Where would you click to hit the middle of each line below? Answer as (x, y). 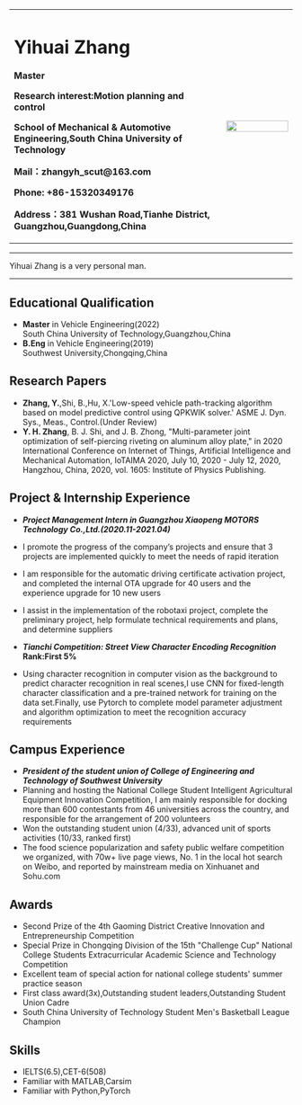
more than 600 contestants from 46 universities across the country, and (155, 809)
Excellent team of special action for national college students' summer (152, 974)
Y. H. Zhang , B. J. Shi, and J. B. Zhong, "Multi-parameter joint (136, 432)
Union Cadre (46, 1003)
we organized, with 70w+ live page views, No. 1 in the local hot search (152, 857)
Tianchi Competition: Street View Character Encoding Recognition (149, 646)
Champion (41, 1022)
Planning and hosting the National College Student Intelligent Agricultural (157, 790)
